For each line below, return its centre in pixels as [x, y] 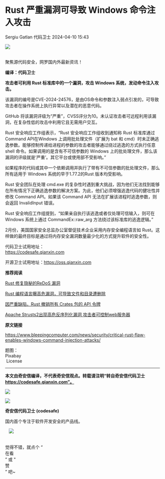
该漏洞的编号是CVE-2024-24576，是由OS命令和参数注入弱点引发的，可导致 [82, 99]
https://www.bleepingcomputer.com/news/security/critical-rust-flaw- [75, 335]
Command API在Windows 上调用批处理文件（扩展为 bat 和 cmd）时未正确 [80, 139]
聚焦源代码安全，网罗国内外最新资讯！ [44, 62]
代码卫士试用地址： [25, 246]
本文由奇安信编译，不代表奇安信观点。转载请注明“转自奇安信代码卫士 [75, 376]
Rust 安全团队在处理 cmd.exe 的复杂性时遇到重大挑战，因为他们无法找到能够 [82, 184]
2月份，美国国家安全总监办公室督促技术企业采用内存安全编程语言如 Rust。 [80, 230]
